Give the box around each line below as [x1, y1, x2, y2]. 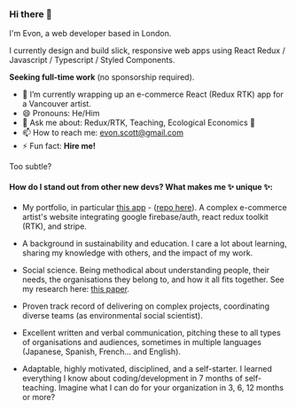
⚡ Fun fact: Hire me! [21, 141, 96, 152]
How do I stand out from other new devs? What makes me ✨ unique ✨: [9, 181, 273, 192]
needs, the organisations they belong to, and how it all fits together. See [21, 274, 285, 285]
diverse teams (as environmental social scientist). [21, 310, 204, 320]
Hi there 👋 [9, 8, 53, 20]
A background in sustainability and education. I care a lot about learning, [21, 238, 287, 248]
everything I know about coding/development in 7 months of [21, 373, 244, 383]
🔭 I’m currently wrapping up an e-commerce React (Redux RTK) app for [21, 89, 284, 100]
